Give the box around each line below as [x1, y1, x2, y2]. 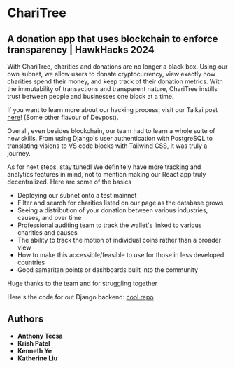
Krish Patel [17, 339, 50, 348]
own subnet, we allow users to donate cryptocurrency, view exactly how [7, 70, 215, 78]
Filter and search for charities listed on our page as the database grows [17, 198, 224, 207]
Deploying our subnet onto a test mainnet [17, 191, 137, 199]
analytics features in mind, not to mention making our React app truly [7, 170, 206, 178]
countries [17, 258, 45, 266]
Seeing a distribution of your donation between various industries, [17, 206, 208, 214]
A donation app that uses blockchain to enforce [7, 33, 218, 45]
